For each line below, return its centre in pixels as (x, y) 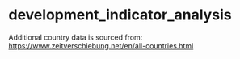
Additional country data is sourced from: (76, 37)
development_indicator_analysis (120, 15)
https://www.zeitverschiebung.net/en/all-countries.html (101, 45)
